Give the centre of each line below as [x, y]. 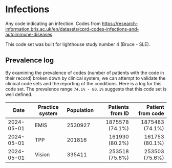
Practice [48, 107]
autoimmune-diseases [29, 34]
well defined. [19, 94]
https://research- [120, 23]
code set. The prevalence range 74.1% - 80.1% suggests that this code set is [86, 89]
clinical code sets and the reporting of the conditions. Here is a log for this [83, 83]
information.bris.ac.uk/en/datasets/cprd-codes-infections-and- [72, 29]
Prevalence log [30, 61]
